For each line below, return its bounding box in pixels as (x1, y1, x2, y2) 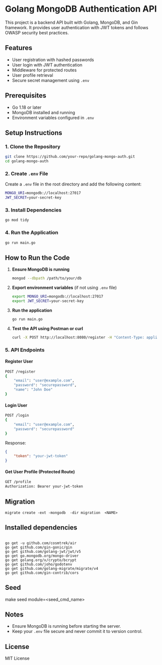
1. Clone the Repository (5, 143, 60, 150)
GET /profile (5, 480, 31, 484)
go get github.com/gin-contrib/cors (5, 570, 79, 575)
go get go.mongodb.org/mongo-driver (5, 553, 79, 558)
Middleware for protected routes (12, 67, 77, 73)
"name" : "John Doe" (14, 387, 53, 392)
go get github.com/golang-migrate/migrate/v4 (5, 566, 98, 571)
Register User (5, 358, 33, 365)
